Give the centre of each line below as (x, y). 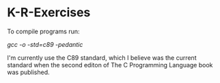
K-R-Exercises (49, 13)
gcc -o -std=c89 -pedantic (45, 44)
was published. (28, 72)
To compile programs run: (43, 31)
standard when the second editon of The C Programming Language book (110, 65)
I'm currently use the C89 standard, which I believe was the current (102, 57)
